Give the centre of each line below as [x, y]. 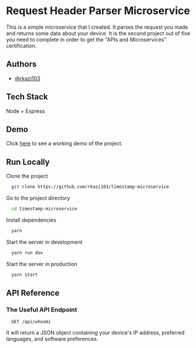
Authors [21, 64]
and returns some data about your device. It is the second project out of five [98, 33]
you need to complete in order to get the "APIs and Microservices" [86, 39]
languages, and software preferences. [52, 339]
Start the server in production [42, 264]
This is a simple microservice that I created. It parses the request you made [97, 27]
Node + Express [26, 111]
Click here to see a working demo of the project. [65, 143]
